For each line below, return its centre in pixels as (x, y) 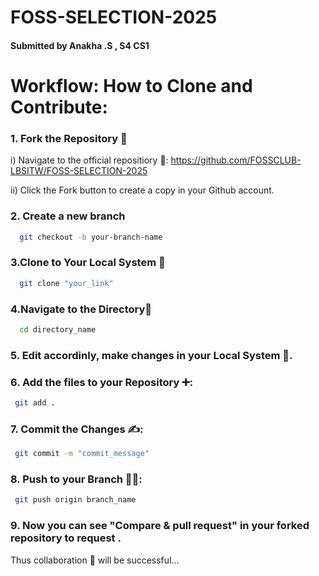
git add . (35, 403)
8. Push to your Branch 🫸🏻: (76, 479)
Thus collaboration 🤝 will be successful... (95, 560)
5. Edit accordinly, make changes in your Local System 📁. (151, 355)
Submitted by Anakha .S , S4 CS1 (80, 45)
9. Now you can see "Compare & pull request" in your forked (160, 526)
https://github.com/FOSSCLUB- (236, 160)
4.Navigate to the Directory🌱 (81, 309)
